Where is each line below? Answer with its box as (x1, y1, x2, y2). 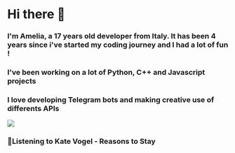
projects (7, 76, 36, 86)
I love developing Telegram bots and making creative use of (7, 94, 215, 104)
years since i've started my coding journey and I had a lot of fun (7, 40, 229, 50)
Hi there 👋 (7, 6, 65, 22)
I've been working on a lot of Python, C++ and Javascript (7, 68, 206, 78)
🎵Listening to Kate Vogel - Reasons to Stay (7, 136, 156, 146)
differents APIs (7, 103, 60, 113)
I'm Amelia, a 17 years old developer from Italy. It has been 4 (7, 31, 216, 41)
